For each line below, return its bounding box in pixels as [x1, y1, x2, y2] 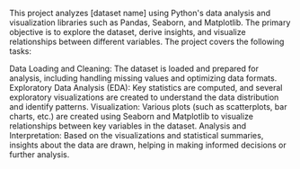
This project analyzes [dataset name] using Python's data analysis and [9, 8, 271, 18]
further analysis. [9, 149, 70, 160]
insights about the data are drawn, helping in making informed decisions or [9, 139, 287, 150]
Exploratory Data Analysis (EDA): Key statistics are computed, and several [9, 83, 283, 93]
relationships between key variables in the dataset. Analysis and [9, 120, 247, 131]
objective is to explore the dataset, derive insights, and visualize [9, 27, 246, 37]
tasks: [9, 46, 32, 57]
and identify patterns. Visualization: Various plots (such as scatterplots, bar [9, 102, 287, 111]
